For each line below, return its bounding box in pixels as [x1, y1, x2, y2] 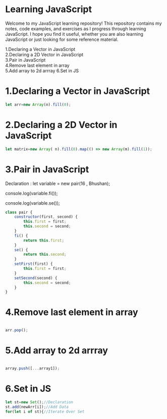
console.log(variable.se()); [5, 200, 61, 206]
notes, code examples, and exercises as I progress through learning [5, 25, 146, 31]
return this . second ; [23, 252, 67, 257]
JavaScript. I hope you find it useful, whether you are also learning [5, 31, 144, 37]
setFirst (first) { [14, 261, 53, 266]
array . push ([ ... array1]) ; [5, 366, 60, 371]
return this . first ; [23, 238, 65, 243]
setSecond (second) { [14, 275, 58, 281]
